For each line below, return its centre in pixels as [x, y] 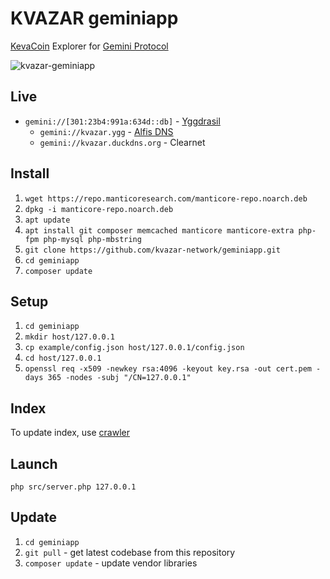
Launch [34, 463]
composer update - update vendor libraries [111, 563]
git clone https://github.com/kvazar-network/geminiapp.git [152, 250]
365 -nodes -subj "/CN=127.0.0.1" [119, 378]
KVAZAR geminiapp [94, 18]
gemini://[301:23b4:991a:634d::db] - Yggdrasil [122, 121]
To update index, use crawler [70, 433]
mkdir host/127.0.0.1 [69, 337]
